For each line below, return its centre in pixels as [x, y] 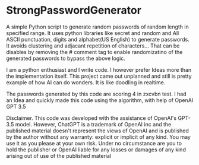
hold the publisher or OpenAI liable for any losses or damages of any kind [96, 150]
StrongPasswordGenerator [74, 10]
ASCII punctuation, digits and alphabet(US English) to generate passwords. [98, 39]
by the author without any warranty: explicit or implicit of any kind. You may [99, 137]
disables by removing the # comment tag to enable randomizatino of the [94, 52]
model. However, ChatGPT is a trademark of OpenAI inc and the [93, 124]
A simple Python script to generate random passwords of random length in [97, 27]
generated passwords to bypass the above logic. [66, 58]
